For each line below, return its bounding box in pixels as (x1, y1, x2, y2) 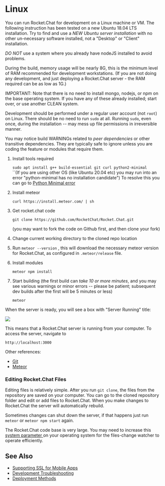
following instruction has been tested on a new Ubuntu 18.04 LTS (5, 25, 137, 31)
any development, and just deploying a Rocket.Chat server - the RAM (5, 75, 145, 81)
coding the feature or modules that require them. (5, 146, 104, 152)
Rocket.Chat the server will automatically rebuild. (5, 403, 104, 409)
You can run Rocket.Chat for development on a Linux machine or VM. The (5, 20, 155, 26)
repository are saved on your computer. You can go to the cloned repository (5, 392, 159, 398)
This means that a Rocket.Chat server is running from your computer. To (5, 325, 152, 331)
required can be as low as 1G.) (5, 80, 66, 87)
